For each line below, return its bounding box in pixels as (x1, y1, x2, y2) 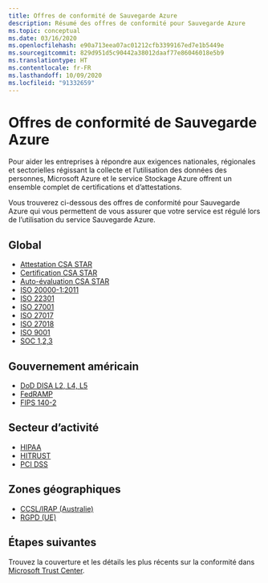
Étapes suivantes (8, 536, 97, 549)
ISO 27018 (19, 319, 55, 329)
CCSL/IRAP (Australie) (19, 504, 94, 513)
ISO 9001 (19, 328, 51, 338)
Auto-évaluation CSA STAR (19, 277, 110, 286)
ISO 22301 (19, 294, 55, 303)
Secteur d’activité (8, 421, 99, 435)
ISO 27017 (19, 310, 54, 321)
